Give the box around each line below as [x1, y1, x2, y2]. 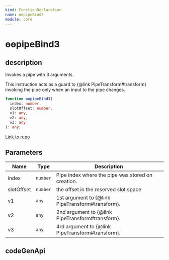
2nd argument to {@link [56, 209, 112, 216]
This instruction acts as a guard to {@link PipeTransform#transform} [5, 81, 147, 88]
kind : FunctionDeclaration [5, 7, 62, 13]
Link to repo [5, 134, 30, 140]
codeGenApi [5, 246, 45, 255]
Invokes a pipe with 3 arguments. [5, 71, 74, 78]
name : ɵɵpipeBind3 [5, 12, 44, 17]
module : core [5, 17, 33, 22]
